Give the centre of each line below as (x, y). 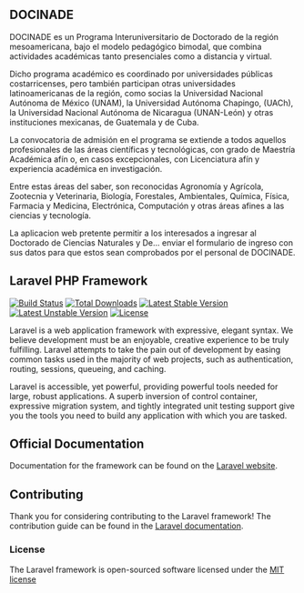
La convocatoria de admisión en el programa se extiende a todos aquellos (148, 139)
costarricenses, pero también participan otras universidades (123, 83)
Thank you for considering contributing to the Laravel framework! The (140, 517)
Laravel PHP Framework (79, 281)
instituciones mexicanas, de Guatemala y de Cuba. (104, 122)
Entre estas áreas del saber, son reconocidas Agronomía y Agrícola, (137, 186)
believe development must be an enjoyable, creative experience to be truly (149, 339)
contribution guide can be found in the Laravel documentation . (127, 526)
